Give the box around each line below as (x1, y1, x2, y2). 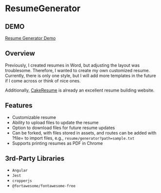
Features (5, 101, 33, 110)
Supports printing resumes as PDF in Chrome (12, 140, 103, 146)
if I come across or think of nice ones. (5, 77, 81, 83)
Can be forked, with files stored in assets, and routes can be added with (12, 130, 157, 135)
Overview (5, 49, 36, 58)
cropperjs (12, 178, 33, 183)
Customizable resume (12, 114, 56, 120)
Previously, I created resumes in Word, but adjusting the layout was (5, 62, 140, 68)
